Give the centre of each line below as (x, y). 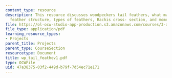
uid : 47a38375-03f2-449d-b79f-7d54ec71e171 (52, 67)
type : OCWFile (20, 63)
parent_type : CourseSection (35, 48)
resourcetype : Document (31, 53)
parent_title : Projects (31, 44)
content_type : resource (31, 10)
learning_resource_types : (33, 34)
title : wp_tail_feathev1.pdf (36, 58)
